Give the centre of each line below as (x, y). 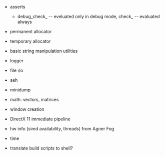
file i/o (16, 70)
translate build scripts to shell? (41, 148)
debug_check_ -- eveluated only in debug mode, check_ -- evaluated (88, 16)
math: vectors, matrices (34, 100)
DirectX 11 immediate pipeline (40, 119)
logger (17, 61)
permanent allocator (31, 31)
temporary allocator (30, 41)
